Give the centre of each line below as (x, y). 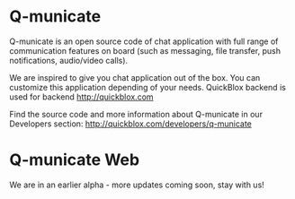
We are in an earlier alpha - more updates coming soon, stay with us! (137, 185)
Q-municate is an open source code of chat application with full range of (144, 41)
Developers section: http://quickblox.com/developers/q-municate (130, 124)
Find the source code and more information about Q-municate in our (136, 114)
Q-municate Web (75, 160)
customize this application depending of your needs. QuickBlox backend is (147, 87)
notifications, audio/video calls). (69, 60)
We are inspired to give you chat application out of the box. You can (135, 77)
